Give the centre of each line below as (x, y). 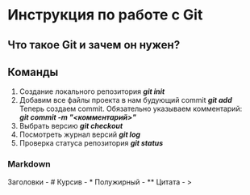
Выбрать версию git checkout (71, 126)
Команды (33, 72)
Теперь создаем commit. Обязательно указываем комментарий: (131, 109)
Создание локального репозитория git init (92, 91)
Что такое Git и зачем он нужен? (94, 45)
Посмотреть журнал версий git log (80, 134)
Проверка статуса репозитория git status (91, 143)
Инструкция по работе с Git (105, 15)
